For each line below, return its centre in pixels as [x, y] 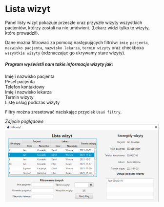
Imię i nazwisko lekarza [29, 92]
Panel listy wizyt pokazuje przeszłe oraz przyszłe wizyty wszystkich [74, 23]
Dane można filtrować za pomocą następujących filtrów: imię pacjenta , [77, 42]
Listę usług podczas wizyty [32, 102]
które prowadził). [22, 33]
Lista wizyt [28, 9]
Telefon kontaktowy [25, 87]
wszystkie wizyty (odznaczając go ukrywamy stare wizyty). [65, 53]
